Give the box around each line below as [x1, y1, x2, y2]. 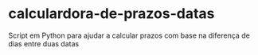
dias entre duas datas [8, 38, 80, 48]
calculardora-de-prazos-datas [8, 5, 215, 23]
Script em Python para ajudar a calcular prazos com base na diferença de [8, 31, 251, 40]
